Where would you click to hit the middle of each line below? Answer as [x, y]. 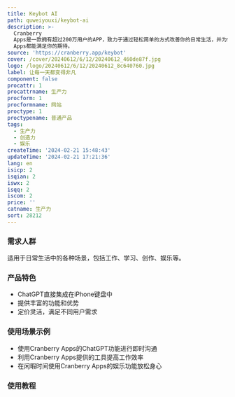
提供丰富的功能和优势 [48, 303]
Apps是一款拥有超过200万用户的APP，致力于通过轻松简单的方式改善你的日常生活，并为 [120, 40]
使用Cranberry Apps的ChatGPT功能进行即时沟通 [87, 348]
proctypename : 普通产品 [40, 118]
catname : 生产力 [29, 209]
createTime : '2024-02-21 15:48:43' [59, 151]
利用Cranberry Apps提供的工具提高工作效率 [80, 357]
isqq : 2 [19, 190]
